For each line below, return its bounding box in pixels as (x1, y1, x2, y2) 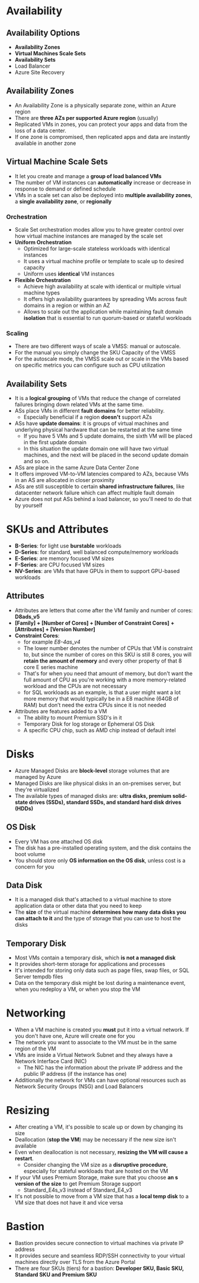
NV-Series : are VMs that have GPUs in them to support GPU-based (14, 567, 180, 574)
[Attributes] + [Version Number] (14, 625, 96, 633)
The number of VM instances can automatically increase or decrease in (14, 179, 191, 186)
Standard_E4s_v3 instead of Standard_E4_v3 (23, 1186, 133, 1194)
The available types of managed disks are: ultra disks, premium (14, 792, 172, 799)
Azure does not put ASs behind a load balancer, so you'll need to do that (14, 496, 192, 503)
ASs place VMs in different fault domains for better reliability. (14, 407, 165, 414)
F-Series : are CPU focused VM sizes (14, 561, 105, 568)
